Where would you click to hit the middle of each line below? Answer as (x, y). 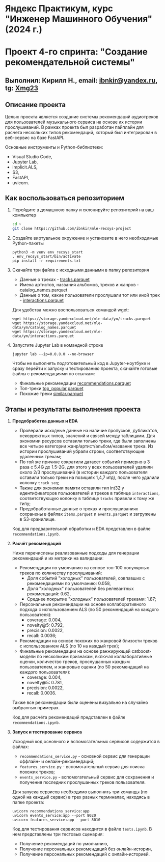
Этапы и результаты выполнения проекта (73, 409)
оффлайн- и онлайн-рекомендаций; (57, 761)
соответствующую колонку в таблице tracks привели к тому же (87, 498)
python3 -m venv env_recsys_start (47, 252)
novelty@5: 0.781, (45, 682)
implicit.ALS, (25, 167)
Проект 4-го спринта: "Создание (76, 52)
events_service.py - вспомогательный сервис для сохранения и (87, 777)
